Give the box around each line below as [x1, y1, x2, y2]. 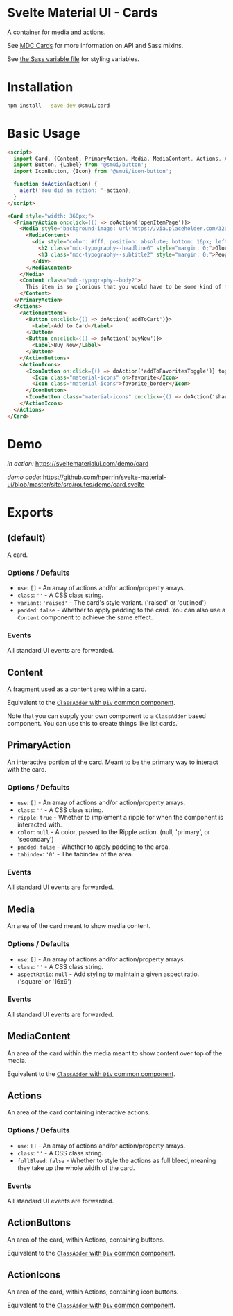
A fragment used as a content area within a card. [7, 685, 147, 693]
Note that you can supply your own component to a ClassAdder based [7, 712, 207, 720]
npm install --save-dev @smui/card [7, 102, 110, 109]
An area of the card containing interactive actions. [7, 1108, 150, 1116]
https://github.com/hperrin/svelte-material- [42, 473, 166, 481]
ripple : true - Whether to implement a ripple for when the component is [17, 813, 224, 822]
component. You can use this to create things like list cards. [7, 720, 178, 728]
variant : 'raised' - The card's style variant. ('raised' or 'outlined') [17, 598, 207, 606]
